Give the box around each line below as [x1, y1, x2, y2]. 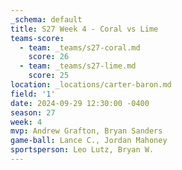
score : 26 [28, 52, 70, 62]
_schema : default [10, 14, 83, 25]
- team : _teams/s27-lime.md [19, 61, 137, 71]
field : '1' [10, 89, 56, 99]
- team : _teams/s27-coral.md [19, 42, 141, 53]
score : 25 [28, 71, 70, 81]
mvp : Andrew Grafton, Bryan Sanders [10, 126, 163, 136]
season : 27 [10, 107, 56, 118]
